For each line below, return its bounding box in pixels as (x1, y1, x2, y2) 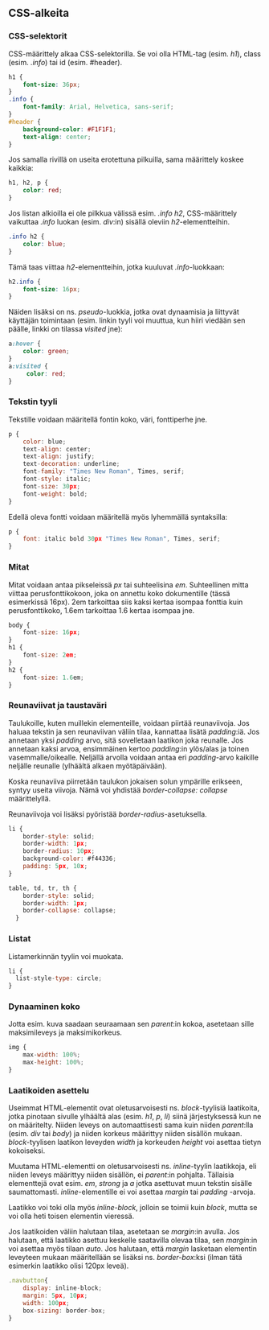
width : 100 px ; (22, 1299, 70, 1307)
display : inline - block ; (22, 1284, 103, 1292)
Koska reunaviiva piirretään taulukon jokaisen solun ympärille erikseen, (8, 776, 243, 786)
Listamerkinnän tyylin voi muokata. (8, 951, 124, 961)
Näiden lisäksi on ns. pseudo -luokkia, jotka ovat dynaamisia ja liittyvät (8, 307, 239, 317)
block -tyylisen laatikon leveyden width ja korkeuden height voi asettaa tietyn (8, 1138, 262, 1147)
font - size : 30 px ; (22, 482, 81, 490)
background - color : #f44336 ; (22, 854, 116, 863)
